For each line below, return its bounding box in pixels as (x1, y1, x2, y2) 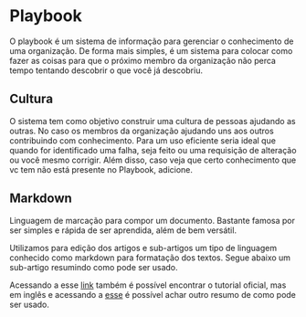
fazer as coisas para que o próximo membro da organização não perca (9, 55, 277, 66)
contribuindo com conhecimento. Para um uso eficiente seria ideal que (9, 134, 277, 146)
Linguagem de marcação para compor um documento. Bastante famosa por (9, 215, 295, 226)
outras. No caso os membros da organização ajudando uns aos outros (9, 125, 274, 136)
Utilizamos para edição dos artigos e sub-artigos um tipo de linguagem (9, 242, 277, 253)
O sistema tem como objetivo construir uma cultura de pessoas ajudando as (9, 115, 296, 126)
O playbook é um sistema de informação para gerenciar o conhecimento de (9, 36, 294, 47)
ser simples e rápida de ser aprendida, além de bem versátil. (9, 225, 237, 236)
